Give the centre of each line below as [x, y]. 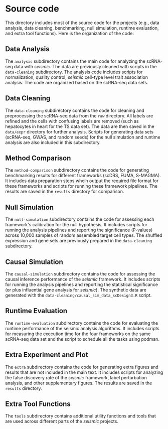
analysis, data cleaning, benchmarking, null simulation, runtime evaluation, [82, 28]
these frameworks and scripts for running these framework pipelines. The [81, 186]
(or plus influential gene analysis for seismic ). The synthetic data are [76, 290]
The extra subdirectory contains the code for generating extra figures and [82, 367]
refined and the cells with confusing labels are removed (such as [72, 121]
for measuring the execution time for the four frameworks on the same [78, 334]
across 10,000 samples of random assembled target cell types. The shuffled [84, 235]
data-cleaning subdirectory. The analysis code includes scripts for [74, 72]
